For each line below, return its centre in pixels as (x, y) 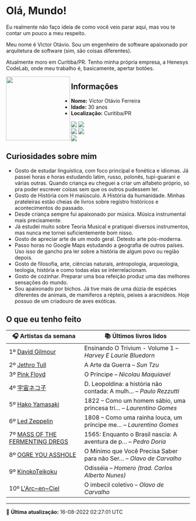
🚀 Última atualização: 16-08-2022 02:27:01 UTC (64, 512)
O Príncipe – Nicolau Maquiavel (127, 374)
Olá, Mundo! (36, 11)
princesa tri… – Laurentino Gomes (131, 408)
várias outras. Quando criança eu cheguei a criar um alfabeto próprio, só (102, 183)
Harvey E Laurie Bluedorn (120, 356)
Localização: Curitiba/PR (101, 113)
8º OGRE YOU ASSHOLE (43, 455)
